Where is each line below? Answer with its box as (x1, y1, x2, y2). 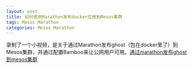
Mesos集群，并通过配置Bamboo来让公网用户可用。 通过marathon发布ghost (6, 49, 187, 56)
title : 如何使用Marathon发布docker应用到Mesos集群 (6, 14, 123, 20)
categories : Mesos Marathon (6, 24, 75, 31)
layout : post (6, 8, 38, 15)
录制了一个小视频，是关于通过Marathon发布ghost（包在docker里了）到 (6, 41, 178, 48)
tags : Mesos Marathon (6, 19, 59, 25)
